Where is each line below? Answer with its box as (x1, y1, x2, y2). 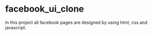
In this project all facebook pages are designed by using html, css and (5, 19, 148, 25)
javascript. (5, 24, 27, 30)
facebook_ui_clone (5, 3, 84, 15)
